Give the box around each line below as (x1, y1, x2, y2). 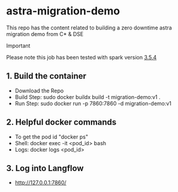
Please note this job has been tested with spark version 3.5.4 (6, 53, 157, 61)
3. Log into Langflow (6, 163, 84, 173)
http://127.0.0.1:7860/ (14, 179, 67, 187)
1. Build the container (6, 71, 87, 82)
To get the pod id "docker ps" (14, 133, 89, 140)
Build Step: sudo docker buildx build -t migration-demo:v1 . (14, 93, 161, 100)
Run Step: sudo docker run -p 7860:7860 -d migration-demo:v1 (14, 100, 172, 107)
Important (6, 42, 31, 49)
